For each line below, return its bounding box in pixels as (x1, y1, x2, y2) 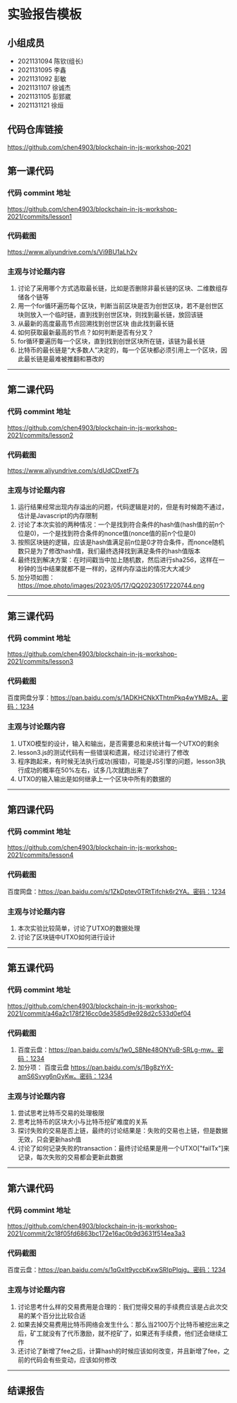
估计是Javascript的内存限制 (17, 512, 98, 520)
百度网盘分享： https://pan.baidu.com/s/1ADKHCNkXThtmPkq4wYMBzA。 (7, 693, 222, 702)
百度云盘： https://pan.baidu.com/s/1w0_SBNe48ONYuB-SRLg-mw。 (17, 1045, 218, 1054)
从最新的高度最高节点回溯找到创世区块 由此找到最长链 (17, 319, 174, 328)
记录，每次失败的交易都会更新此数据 (17, 1153, 123, 1161)
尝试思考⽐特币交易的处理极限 (17, 1109, 104, 1117)
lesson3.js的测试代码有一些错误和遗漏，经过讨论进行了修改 (17, 748, 189, 756)
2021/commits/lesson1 (7, 212, 72, 221)
